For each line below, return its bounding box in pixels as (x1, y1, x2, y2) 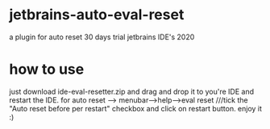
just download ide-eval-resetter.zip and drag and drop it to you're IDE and (9, 87, 255, 96)
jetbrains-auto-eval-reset (9, 6, 185, 24)
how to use (9, 60, 85, 79)
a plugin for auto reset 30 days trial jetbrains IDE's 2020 (9, 32, 195, 42)
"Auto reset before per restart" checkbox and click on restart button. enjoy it (9, 103, 263, 113)
